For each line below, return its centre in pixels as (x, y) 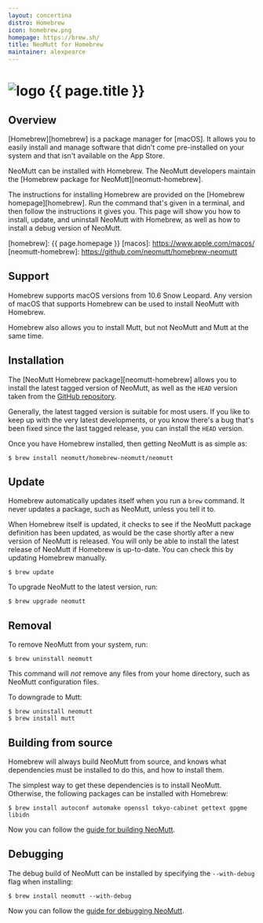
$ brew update (31, 573)
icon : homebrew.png (40, 30)
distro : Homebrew (37, 23)
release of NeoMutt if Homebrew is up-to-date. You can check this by (121, 550)
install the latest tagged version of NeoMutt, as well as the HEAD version (123, 387)
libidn (19, 815)
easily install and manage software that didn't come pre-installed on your (126, 147)
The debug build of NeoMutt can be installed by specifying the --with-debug (131, 873)
